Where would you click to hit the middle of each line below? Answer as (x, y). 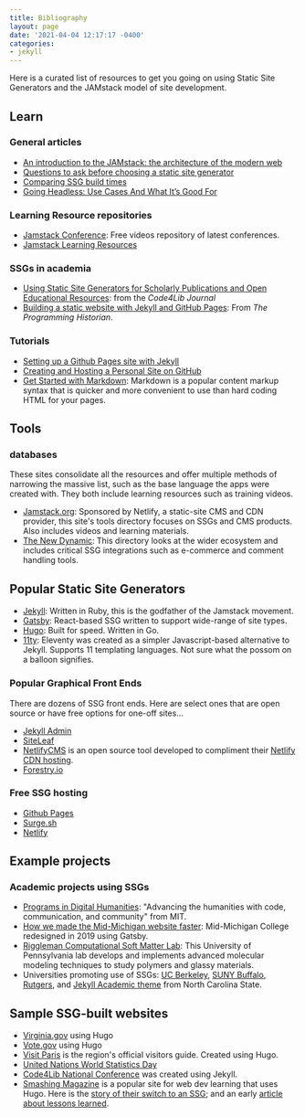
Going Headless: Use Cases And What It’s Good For (120, 191)
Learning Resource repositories (81, 215)
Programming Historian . (68, 317)
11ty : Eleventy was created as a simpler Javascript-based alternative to (156, 640)
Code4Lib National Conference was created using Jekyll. (130, 1074)
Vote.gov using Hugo (62, 1045)
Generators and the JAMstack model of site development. (118, 88)
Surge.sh (40, 823)
